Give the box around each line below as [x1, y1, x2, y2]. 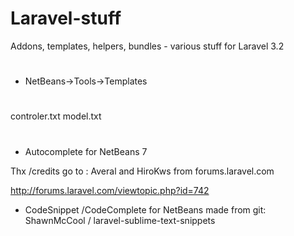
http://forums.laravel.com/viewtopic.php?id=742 [10, 184, 210, 196]
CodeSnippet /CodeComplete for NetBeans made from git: [24, 203, 267, 216]
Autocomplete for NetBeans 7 [24, 145, 148, 157]
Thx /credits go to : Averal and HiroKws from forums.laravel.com [10, 165, 275, 177]
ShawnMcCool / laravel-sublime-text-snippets [24, 214, 216, 226]
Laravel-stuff [10, 7, 122, 30]
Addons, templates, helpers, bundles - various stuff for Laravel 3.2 [10, 40, 285, 52]
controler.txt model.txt [10, 110, 102, 122]
